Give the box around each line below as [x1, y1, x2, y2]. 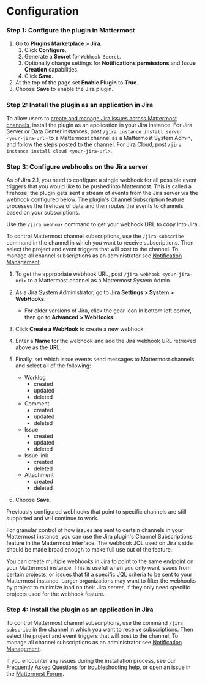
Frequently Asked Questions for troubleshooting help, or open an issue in [6, 663, 191, 671]
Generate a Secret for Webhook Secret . [24, 53, 121, 61]
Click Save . [24, 72, 53, 80]
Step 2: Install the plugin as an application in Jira [6, 101, 154, 109]
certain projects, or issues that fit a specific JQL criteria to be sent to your [6, 570, 193, 578]
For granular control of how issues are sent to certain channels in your [6, 526, 184, 534]
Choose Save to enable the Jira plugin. [15, 86, 114, 93]
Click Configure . [24, 46, 67, 54]
